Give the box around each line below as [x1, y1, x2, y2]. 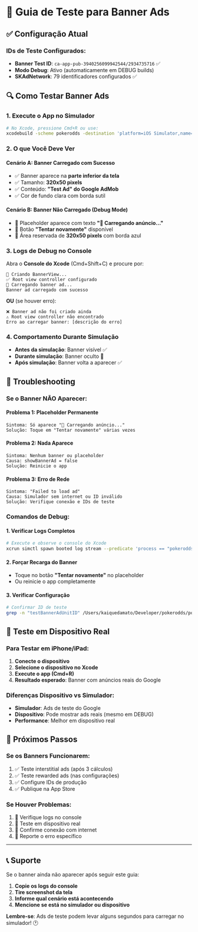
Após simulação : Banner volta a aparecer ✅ [14, 359, 123, 366]
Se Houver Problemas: [6, 800, 72, 809]
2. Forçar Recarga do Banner [6, 558, 78, 566]
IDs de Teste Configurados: [6, 47, 87, 55]
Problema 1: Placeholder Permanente [6, 409, 99, 416]
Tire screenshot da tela [14, 888, 72, 895]
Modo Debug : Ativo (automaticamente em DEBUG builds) [14, 66, 154, 73]
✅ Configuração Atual [6, 29, 88, 39]
